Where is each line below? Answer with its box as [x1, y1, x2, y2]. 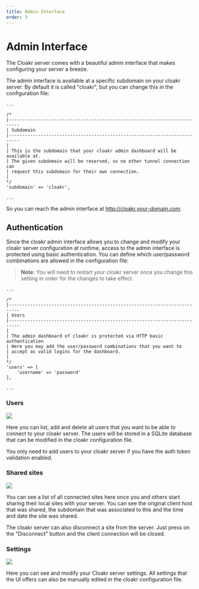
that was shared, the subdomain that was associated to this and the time [6, 506, 184, 513]
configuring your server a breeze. [6, 66, 89, 73]
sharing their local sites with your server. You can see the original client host [6, 499, 193, 506]
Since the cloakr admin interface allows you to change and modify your [6, 238, 181, 245]
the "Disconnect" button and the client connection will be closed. [6, 530, 166, 537]
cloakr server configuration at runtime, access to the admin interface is [6, 245, 180, 252]
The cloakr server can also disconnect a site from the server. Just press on [6, 524, 190, 531]
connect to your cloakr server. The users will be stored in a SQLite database [6, 430, 192, 437]
